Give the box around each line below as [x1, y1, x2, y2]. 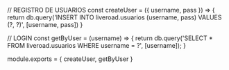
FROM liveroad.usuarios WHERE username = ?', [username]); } [7, 42, 186, 49]
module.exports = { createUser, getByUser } [7, 55, 133, 63]
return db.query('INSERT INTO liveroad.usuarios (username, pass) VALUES [7, 13, 222, 21]
